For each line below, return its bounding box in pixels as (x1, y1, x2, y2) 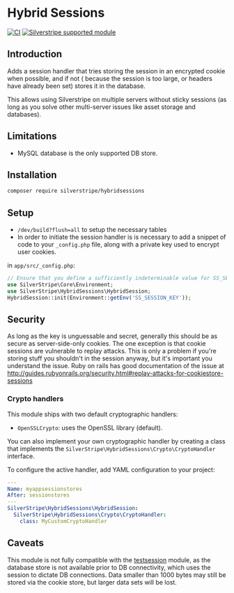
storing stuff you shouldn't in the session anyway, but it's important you (7, 354, 212, 363)
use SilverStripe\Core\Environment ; (7, 281, 114, 288)
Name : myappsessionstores (7, 485, 82, 492)
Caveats (7, 537, 44, 549)
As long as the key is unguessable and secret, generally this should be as (7, 332, 218, 340)
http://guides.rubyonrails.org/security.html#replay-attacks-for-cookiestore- (7, 369, 224, 378)
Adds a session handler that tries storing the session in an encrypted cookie (7, 66, 226, 75)
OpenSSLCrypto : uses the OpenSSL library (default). (17, 423, 163, 432)
